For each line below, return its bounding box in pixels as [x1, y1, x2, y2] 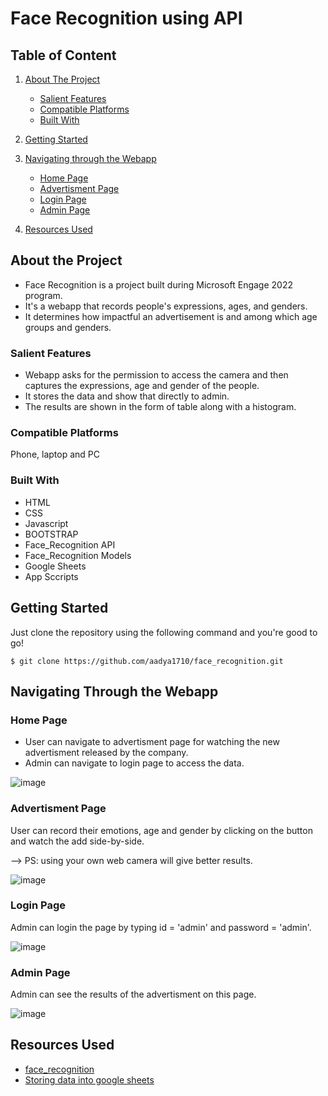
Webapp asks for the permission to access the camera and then [24, 369, 289, 381]
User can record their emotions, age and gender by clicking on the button [10, 824, 313, 836]
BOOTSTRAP [24, 528, 79, 540]
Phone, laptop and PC [10, 448, 101, 461]
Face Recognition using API [10, 7, 243, 30]
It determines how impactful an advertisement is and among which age [24, 310, 318, 322]
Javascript [24, 517, 69, 529]
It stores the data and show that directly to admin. [24, 390, 230, 402]
